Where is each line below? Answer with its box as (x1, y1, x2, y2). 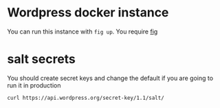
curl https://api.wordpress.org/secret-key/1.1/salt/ (7, 94, 165, 101)
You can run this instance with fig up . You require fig (7, 27, 158, 36)
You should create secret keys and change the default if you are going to (7, 74, 214, 82)
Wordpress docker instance (7, 5, 169, 21)
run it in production (7, 81, 61, 90)
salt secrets (7, 51, 76, 67)
